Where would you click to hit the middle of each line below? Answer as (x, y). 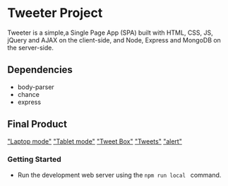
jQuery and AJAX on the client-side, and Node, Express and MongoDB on (114, 40)
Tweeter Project (55, 13)
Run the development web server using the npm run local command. (119, 175)
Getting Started (34, 159)
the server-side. (31, 47)
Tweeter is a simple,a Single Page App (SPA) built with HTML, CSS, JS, (110, 33)
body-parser (36, 87)
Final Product (37, 124)
